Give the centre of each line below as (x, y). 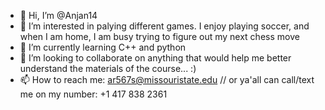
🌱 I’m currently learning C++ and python (103, 47)
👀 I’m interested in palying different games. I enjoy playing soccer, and (164, 26)
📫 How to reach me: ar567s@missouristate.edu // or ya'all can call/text (167, 79)
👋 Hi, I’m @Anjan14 (58, 15)
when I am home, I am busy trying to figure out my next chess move (159, 36)
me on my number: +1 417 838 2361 (93, 94)
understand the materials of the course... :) (108, 68)
